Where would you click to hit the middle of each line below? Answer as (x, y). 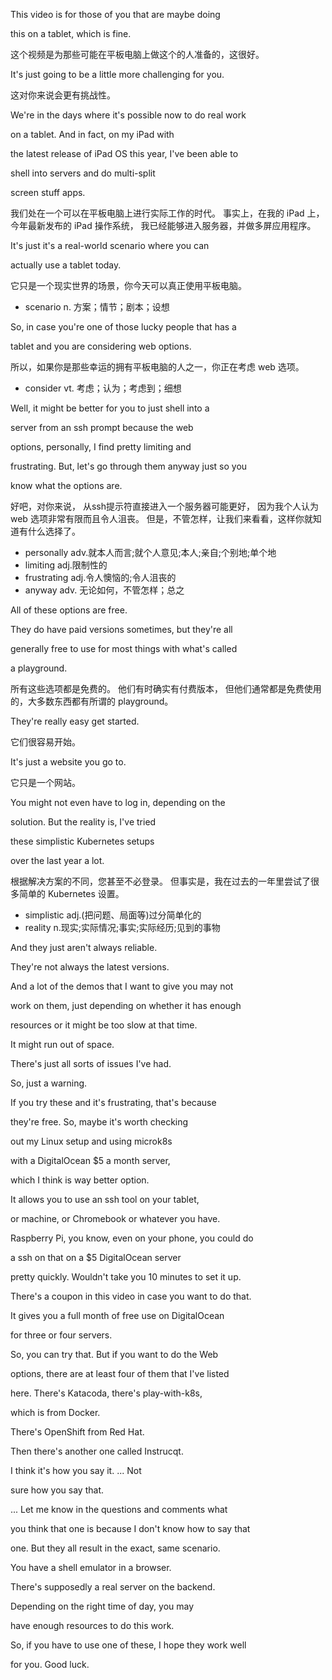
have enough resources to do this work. (92, 1625)
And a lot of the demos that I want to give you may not (122, 986)
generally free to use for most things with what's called (124, 648)
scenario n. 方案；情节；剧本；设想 (97, 307)
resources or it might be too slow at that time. (104, 1025)
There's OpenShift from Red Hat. (77, 1432)
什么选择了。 (54, 531)
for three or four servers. (61, 1335)
